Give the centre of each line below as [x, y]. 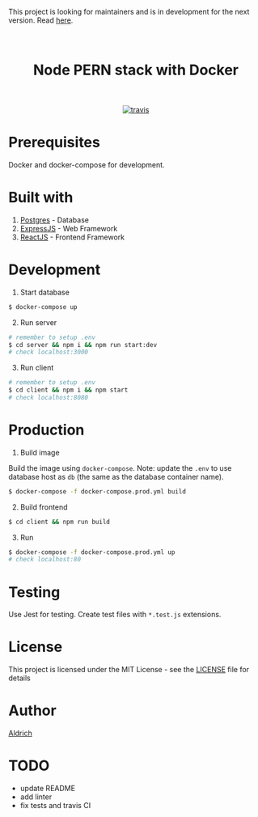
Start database [45, 292]
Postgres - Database [54, 220]
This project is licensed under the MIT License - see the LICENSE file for [129, 670]
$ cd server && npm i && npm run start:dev [83, 345]
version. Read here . [41, 20]
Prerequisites [55, 143]
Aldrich [20, 733]
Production [47, 430]
